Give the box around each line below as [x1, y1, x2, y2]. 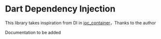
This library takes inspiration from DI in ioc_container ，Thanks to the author [5, 20, 156, 26]
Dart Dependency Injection [5, 3, 115, 14]
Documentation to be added [5, 29, 61, 35]
